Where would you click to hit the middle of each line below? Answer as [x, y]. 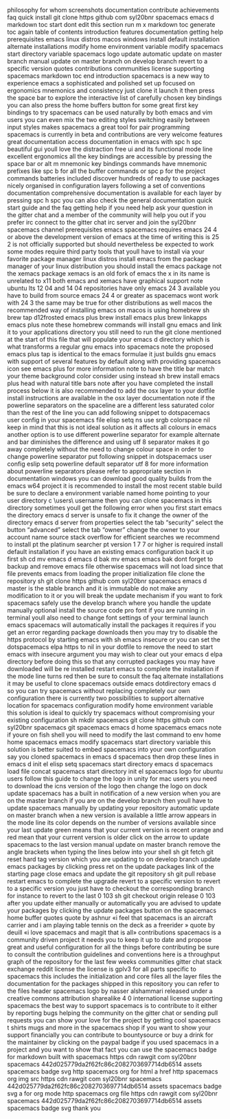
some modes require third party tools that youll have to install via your [106, 251]
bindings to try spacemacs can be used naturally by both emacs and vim [110, 112]
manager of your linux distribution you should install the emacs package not [114, 266]
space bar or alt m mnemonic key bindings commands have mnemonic [107, 164]
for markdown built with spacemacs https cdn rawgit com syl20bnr [102, 1057]
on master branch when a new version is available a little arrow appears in [112, 815]
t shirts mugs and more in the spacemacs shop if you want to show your [109, 1027]
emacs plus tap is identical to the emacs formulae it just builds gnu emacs [112, 354]
